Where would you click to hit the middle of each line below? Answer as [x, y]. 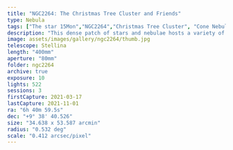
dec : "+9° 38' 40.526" [40, 116]
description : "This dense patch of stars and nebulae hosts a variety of [116, 33]
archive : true [28, 71]
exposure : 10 [26, 78]
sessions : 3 [24, 91]
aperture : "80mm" [32, 59]
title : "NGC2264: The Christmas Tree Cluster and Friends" [94, 13]
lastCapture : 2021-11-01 [43, 104]
